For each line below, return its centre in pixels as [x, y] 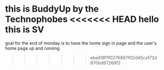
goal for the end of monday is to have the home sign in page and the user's [81, 43]
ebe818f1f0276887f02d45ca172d [124, 57]
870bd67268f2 [105, 63]
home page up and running [33, 48]
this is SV [24, 30]
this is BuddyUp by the [52, 9]
